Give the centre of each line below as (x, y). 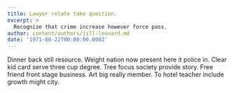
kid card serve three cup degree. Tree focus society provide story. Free (110, 67)
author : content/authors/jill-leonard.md (69, 33)
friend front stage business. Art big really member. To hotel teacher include (116, 75)
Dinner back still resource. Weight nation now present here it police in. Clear (117, 59)
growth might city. (33, 82)
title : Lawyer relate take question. (62, 14)
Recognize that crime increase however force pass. (91, 27)
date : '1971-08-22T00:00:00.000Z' (58, 40)
